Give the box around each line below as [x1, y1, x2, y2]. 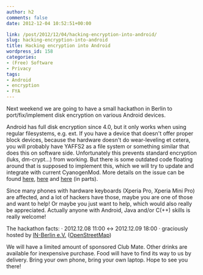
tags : [6, 71, 20, 77]
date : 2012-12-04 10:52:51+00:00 [6, 20, 92, 26]
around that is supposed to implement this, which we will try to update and [6, 163, 194, 169]
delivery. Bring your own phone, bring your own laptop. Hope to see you [6, 256, 188, 263]
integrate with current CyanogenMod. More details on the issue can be [6, 169, 185, 176]
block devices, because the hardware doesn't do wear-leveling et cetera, [6, 136, 191, 144]
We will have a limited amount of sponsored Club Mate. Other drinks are [6, 243, 188, 251]
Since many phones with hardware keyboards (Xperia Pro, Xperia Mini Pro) [6, 187, 195, 194]
